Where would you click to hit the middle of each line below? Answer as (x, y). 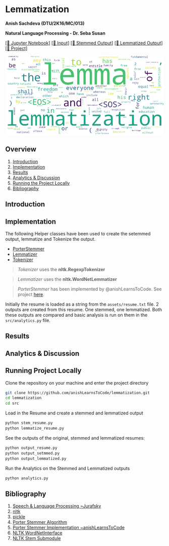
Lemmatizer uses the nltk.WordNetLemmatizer (67, 279)
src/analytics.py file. (28, 320)
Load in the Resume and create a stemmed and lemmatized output (74, 413)
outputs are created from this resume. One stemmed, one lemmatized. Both (84, 309)
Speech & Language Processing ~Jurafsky (57, 506)
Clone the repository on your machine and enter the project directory (77, 383)
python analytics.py (27, 478)
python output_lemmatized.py (36, 458)
